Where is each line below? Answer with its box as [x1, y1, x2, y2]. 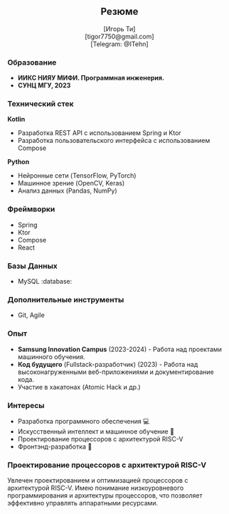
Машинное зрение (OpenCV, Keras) [17, 179, 125, 188]
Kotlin [7, 115, 26, 124]
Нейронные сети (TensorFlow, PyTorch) [17, 171, 137, 180]
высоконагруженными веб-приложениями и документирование [17, 368, 215, 376]
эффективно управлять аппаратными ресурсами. [7, 499, 159, 508]
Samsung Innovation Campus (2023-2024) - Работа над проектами [17, 345, 223, 353]
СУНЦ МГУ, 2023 [17, 81, 71, 90]
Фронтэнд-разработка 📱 [17, 442, 92, 451]
